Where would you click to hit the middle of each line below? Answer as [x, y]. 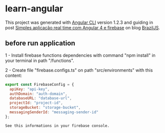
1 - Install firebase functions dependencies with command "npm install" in [81, 55]
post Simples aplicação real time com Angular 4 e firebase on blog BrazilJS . [82, 27]
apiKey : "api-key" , [30, 89]
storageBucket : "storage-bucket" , [45, 108]
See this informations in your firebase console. [57, 126]
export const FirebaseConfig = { [40, 84]
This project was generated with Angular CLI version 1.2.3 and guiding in [79, 22]
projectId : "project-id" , [36, 103]
